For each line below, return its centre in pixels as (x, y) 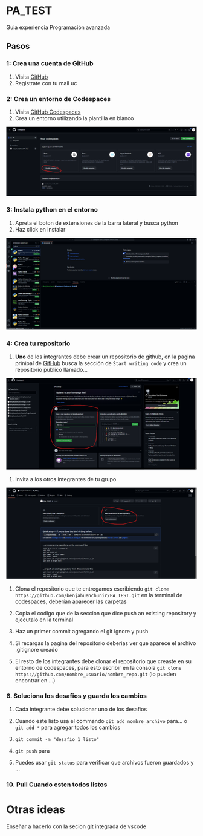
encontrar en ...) (35, 680)
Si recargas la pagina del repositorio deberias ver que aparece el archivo (105, 643)
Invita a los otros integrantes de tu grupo (66, 479)
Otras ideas (36, 809)
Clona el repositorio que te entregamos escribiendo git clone (92, 588)
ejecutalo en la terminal (44, 620)
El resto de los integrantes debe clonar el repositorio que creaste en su (103, 661)
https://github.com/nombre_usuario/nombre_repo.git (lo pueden (95, 674)
